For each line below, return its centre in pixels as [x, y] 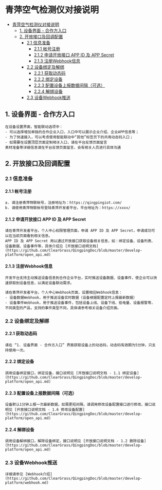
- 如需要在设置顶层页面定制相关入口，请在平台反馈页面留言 [56, 142]
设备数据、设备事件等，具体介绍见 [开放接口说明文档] [52, 246]
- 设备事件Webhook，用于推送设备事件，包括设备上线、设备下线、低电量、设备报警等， [80, 302]
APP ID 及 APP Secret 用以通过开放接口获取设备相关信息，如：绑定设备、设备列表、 [80, 241]
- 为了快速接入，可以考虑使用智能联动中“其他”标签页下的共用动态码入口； [69, 137]
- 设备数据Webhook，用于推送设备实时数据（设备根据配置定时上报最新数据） [71, 298]
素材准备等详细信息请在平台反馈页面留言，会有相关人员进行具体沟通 [63, 147]
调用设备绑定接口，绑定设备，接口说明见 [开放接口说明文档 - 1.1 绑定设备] [72, 373]
